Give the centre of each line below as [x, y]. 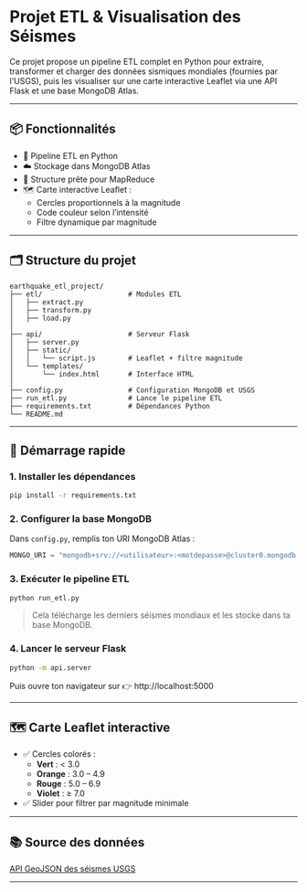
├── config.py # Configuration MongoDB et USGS [132, 390]
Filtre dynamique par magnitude [96, 222]
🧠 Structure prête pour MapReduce [89, 179]
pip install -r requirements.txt [73, 495]
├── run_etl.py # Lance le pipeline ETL [116, 398]
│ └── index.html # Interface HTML [102, 374]
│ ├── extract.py [47, 302]
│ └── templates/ [47, 366]
